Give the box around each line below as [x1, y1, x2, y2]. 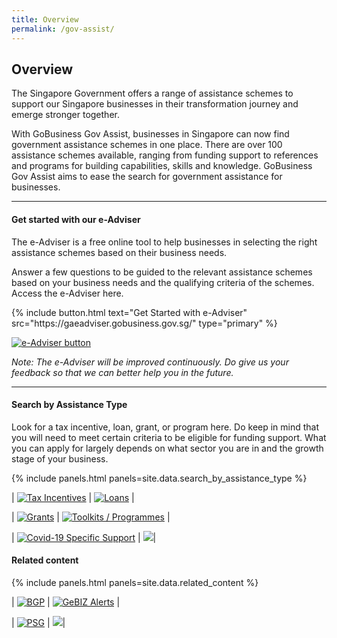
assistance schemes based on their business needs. [11, 246, 228, 258]
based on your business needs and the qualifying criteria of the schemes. [11, 276, 315, 288]
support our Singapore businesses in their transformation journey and [11, 98, 299, 110]
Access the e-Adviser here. [11, 287, 124, 299]
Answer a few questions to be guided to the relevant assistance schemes [11, 266, 313, 278]
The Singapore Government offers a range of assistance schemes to [11, 87, 294, 100]
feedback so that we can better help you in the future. [11, 366, 234, 378]
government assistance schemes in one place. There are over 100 [11, 139, 283, 151]
